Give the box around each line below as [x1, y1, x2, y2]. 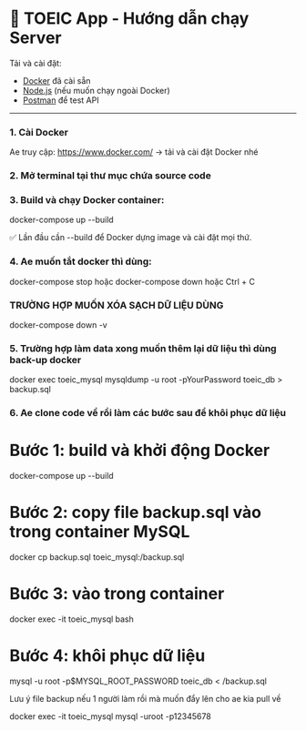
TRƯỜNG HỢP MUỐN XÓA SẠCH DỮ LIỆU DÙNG [9, 299, 224, 311]
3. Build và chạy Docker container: [9, 194, 165, 207]
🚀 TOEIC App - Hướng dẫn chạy [9, 8, 250, 29]
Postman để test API [22, 95, 99, 106]
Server [9, 27, 62, 48]
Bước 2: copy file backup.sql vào [9, 503, 262, 523]
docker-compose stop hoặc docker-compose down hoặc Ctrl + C [9, 276, 255, 287]
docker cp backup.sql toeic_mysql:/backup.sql [9, 552, 185, 563]
